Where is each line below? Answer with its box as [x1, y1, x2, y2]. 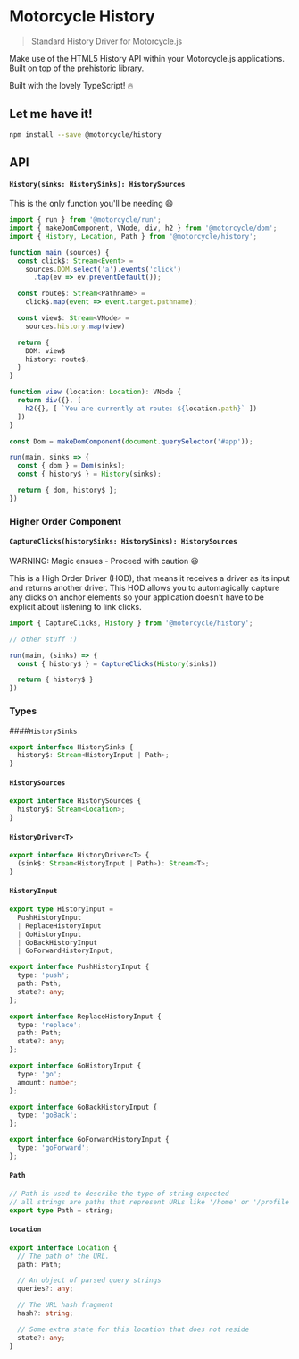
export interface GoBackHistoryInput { [9, 1102, 158, 1111]
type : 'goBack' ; [17, 1110, 78, 1119]
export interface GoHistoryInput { [9, 1061, 142, 1070]
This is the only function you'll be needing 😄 [9, 198, 174, 209]
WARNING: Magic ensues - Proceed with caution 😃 [9, 555, 199, 566]
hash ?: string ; [17, 1309, 74, 1318]
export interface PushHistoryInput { [9, 963, 150, 972]
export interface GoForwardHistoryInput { [9, 1135, 170, 1144]
